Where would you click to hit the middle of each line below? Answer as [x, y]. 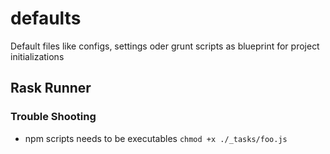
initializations [37, 56]
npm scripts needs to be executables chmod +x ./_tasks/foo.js [156, 138]
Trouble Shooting [53, 117]
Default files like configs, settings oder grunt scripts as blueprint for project [165, 46]
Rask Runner [51, 88]
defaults [46, 18]
